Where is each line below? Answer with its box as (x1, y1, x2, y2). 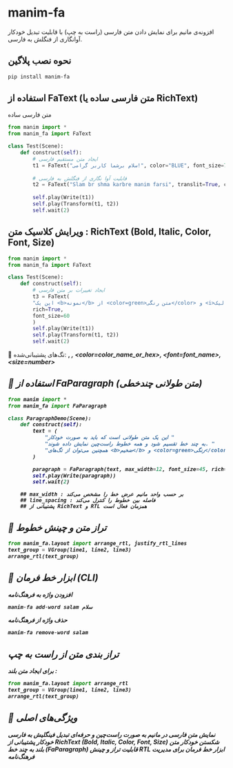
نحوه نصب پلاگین (8, 55, 72, 67)
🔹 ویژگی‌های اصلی (8, 712, 78, 724)
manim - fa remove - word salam (8, 629, 89, 636)
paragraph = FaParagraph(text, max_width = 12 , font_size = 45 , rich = (32, 465, 227, 473)
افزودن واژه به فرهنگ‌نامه (8, 590, 73, 598)
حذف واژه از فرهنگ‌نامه (8, 616, 68, 625)
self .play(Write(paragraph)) (32, 472, 116, 479)
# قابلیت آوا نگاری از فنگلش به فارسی (32, 174, 127, 182)
